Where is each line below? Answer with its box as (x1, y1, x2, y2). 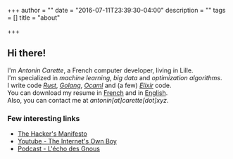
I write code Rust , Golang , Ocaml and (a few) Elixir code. (7, 81, 172, 89)
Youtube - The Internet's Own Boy (17, 137, 118, 146)
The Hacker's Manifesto (17, 129, 88, 138)
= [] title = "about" (7, 13, 61, 22)
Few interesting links (7, 113, 80, 123)
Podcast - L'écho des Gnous (17, 144, 101, 153)
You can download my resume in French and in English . (7, 88, 168, 97)
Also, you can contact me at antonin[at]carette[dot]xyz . (7, 96, 169, 104)
